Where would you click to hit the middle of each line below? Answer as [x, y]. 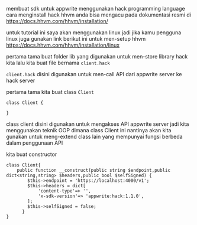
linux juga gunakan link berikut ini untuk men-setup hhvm [76, 39]
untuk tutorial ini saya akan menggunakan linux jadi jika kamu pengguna [94, 32]
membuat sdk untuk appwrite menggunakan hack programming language [96, 9]
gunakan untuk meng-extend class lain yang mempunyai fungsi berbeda [94, 136]
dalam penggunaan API [35, 143]
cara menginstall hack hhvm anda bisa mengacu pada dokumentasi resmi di [98, 15]
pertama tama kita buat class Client [50, 92]
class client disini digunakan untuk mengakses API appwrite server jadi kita [98, 124]
